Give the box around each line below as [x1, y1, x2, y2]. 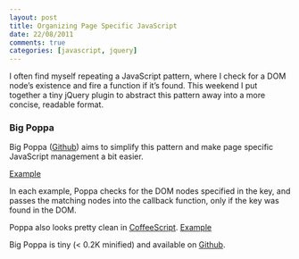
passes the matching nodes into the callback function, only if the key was [9, 196, 279, 206]
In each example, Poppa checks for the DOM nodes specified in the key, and [9, 186, 291, 196]
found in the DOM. [9, 205, 78, 215]
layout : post [9, 13, 58, 22]
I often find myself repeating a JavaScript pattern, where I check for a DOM [9, 71, 287, 81]
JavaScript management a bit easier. [9, 151, 145, 162]
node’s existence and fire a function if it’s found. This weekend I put [9, 80, 258, 91]
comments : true [9, 38, 66, 47]
